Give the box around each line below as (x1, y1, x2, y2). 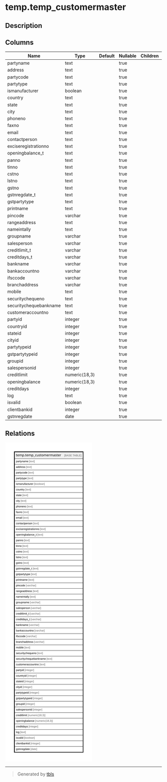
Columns (5, 38, 34, 46)
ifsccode (7, 274, 25, 280)
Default (99, 53, 115, 59)
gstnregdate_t (7, 191, 36, 198)
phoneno (7, 116, 26, 122)
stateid (7, 330, 21, 336)
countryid (7, 323, 27, 329)
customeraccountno (7, 309, 49, 315)
